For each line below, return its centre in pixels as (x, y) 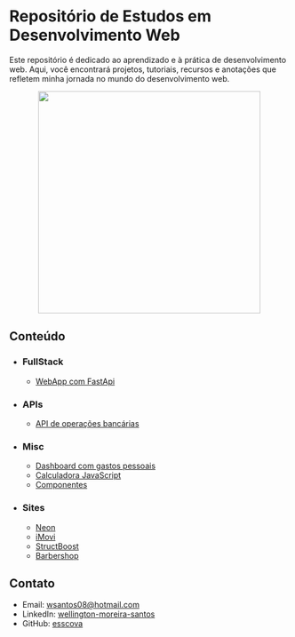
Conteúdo (37, 336)
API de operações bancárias (87, 423)
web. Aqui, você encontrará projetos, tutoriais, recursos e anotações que (143, 69)
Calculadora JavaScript (78, 475)
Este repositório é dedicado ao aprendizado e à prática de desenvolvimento (148, 60)
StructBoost (57, 546)
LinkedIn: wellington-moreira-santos (88, 614)
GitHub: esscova (52, 624)
